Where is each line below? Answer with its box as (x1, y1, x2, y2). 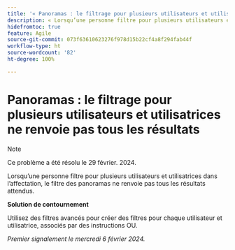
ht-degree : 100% (7, 56, 55, 63)
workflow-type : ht (7, 43, 61, 50)
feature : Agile (7, 29, 52, 37)
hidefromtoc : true (7, 23, 61, 30)
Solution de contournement (7, 200, 89, 208)
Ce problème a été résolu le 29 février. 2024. (7, 158, 136, 166)
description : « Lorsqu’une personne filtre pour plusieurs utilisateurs (7, 17, 224, 24)
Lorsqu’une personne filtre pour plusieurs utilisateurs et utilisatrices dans (7, 172, 218, 180)
